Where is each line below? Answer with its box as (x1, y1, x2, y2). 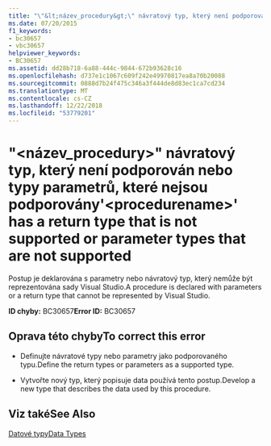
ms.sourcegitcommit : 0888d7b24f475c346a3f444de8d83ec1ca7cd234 (8, 79, 226, 87)
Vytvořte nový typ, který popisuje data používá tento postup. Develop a (19, 375, 256, 385)
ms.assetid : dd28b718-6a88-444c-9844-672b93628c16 (8, 65, 182, 73)
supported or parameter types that (8, 230, 246, 248)
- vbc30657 (8, 42, 45, 50)
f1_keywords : (8, 27, 52, 35)
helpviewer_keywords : (8, 49, 81, 57)
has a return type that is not (8, 213, 198, 231)
